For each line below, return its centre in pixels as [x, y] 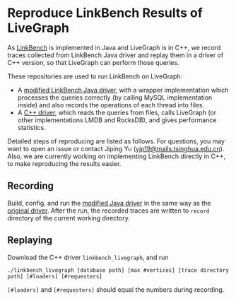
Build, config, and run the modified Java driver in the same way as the [109, 203]
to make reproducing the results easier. [64, 163]
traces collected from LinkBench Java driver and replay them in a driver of [116, 55]
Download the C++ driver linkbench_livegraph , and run [88, 257]
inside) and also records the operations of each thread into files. [111, 105]
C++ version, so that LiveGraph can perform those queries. [93, 62]
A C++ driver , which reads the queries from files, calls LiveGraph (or [117, 112]
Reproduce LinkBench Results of [105, 13]
